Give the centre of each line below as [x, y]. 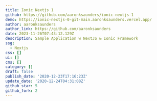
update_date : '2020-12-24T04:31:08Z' [46, 81]
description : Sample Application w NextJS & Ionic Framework [72, 39]
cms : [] [14, 62]
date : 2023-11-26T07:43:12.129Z [40, 34]
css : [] [14, 53]
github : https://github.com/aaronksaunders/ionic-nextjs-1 [70, 15]
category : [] [19, 67]
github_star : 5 [21, 86]
